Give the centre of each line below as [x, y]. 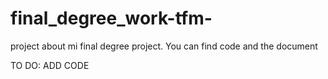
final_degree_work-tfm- [111, 18]
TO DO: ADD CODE [50, 65]
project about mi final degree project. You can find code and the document [164, 46]
